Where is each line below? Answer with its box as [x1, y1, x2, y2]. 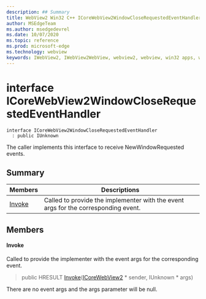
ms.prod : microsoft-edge [6, 44, 70, 50]
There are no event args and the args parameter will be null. [6, 286, 158, 293]
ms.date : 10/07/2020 [6, 32, 59, 38]
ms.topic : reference [6, 37, 59, 44]
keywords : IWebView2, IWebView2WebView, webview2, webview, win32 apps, [6, 55, 196, 61]
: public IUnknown [12, 132, 59, 138]
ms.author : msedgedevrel [6, 26, 70, 32]
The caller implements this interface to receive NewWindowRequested [6, 143, 185, 151]
